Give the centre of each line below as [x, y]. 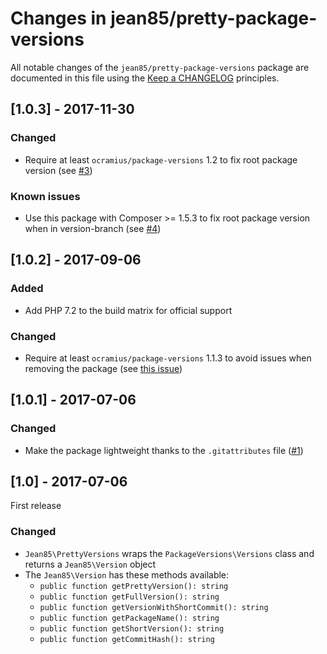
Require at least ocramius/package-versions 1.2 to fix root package [161, 159]
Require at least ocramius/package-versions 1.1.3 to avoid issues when [168, 358]
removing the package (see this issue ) [103, 368]
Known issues [45, 196]
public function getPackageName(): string [129, 618]
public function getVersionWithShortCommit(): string [154, 607]
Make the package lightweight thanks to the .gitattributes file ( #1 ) [164, 450]
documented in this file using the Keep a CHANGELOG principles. [145, 78]
